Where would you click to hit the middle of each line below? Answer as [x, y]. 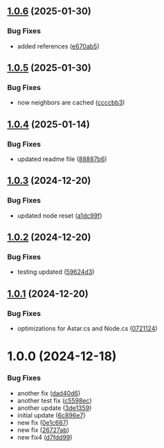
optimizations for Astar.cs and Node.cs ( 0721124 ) [87, 328]
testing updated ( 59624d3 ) [56, 272]
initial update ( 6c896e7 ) [51, 415]
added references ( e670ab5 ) [58, 46]
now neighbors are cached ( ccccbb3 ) [71, 102]
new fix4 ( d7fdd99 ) [45, 437]
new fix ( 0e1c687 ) [43, 422]
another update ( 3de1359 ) [54, 408]
